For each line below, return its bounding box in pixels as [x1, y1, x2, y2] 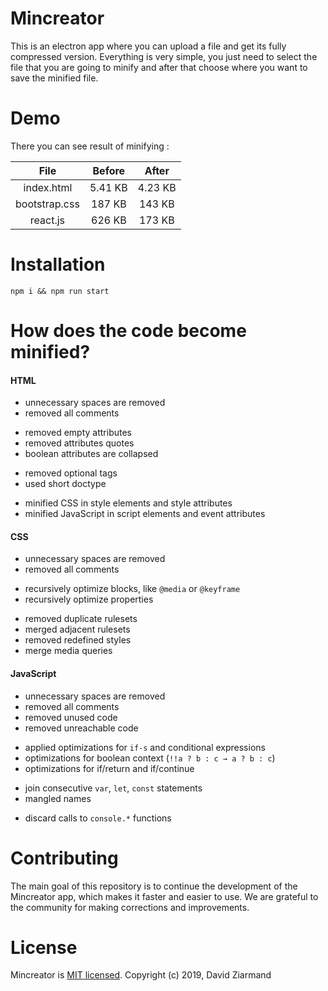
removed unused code [24, 711, 118, 723]
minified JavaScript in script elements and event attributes [24, 508, 266, 520]
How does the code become [10, 320, 247, 342]
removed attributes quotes [24, 437, 135, 449]
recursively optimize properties [24, 593, 154, 606]
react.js [29, 213, 66, 227]
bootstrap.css [15, 197, 80, 211]
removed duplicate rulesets [24, 613, 138, 625]
